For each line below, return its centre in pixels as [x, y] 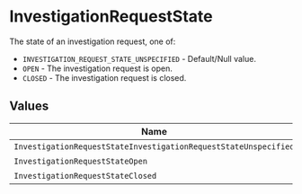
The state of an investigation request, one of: [93, 41]
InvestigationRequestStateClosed [85, 176]
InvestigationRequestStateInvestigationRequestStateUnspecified [154, 146]
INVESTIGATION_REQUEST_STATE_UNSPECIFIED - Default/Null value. [139, 58]
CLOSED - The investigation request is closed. [104, 77]
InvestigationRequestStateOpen [81, 161]
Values [29, 106]
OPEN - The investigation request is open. [98, 68]
